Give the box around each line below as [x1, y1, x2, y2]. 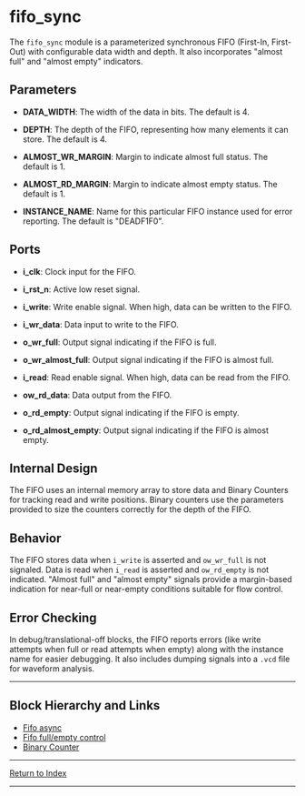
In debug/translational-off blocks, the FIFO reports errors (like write [9, 634, 261, 645]
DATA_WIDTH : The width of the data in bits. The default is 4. [22, 106, 250, 117]
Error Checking [9, 610, 97, 625]
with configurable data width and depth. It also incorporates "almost [27, 45, 283, 56]
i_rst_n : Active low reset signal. [22, 284, 141, 295]
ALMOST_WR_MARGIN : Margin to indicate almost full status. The [22, 151, 269, 162]
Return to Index [9, 767, 67, 779]
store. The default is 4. [22, 134, 107, 145]
